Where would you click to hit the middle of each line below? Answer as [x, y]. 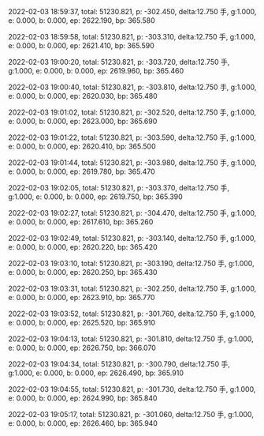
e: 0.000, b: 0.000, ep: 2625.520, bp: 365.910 [82, 323]
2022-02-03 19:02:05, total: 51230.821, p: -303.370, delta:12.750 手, [119, 188]
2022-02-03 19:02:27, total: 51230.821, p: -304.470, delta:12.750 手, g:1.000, [132, 213]
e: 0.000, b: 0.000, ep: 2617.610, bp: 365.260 [81, 222]
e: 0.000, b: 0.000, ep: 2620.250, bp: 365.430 [83, 272]
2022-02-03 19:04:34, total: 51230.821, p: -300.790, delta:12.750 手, [119, 364]
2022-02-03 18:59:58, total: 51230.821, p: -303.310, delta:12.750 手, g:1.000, [132, 37]
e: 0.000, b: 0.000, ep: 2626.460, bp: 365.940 [83, 423]
